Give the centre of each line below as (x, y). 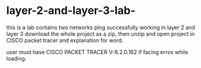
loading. (16, 58)
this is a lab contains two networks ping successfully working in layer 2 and (101, 27)
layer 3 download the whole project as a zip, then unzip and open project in (101, 33)
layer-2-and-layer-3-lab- (71, 11)
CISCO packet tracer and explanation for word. (65, 40)
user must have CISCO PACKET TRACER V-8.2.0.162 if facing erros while (97, 52)
